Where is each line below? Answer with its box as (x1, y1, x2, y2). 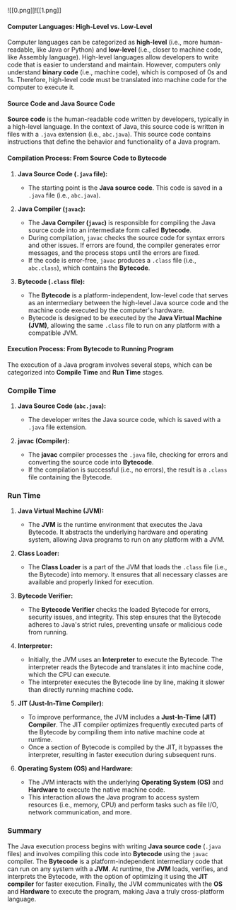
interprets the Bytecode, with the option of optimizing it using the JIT (7, 872, 208, 880)
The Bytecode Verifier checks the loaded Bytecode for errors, (28, 605, 211, 614)
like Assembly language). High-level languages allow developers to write (7, 53, 219, 62)
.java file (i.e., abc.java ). (28, 190, 101, 199)
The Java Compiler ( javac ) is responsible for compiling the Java (28, 218, 216, 227)
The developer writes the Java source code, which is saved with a (28, 416, 221, 424)
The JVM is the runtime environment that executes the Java (28, 521, 203, 529)
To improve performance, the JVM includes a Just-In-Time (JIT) (28, 713, 217, 722)
